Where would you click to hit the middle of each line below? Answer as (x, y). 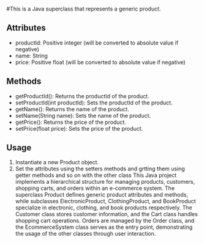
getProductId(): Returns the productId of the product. (82, 96)
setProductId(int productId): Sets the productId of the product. (94, 103)
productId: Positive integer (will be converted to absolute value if (97, 43)
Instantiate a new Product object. (57, 162)
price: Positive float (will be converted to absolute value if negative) (100, 62)
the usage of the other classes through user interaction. (85, 234)
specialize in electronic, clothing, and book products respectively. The (104, 208)
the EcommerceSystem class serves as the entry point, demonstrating (104, 227)
